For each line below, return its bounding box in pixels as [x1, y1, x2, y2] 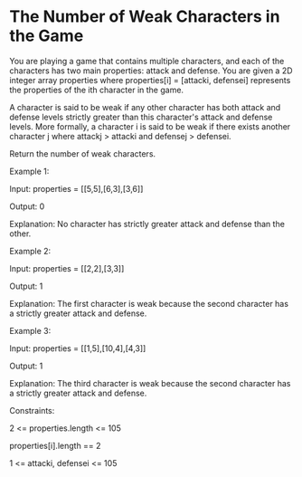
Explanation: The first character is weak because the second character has [9, 298, 289, 309]
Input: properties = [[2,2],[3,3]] [9, 262, 125, 273]
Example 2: [9, 245, 52, 256]
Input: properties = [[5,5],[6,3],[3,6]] [9, 183, 144, 194]
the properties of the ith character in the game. [9, 84, 184, 95]
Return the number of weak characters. [9, 148, 156, 159]
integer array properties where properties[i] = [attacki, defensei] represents [9, 74, 291, 85]
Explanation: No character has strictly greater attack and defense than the [9, 218, 285, 229]
